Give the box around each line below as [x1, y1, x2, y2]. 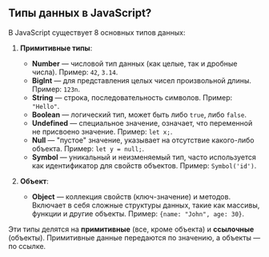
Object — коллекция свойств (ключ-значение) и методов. [31, 191, 231, 201]
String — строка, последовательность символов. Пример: [31, 92, 233, 102]
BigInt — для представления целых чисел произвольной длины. [31, 75, 252, 85]
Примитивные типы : [19, 43, 93, 53]
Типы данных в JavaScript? [8, 6, 152, 20]
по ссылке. [8, 241, 46, 251]
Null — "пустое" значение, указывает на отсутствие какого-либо [31, 135, 255, 145]
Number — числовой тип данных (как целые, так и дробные [31, 58, 238, 68]
